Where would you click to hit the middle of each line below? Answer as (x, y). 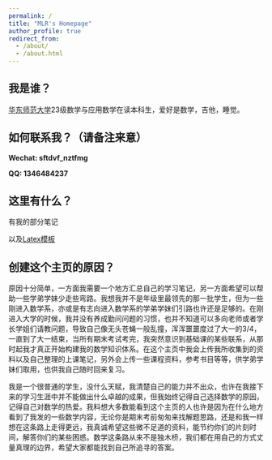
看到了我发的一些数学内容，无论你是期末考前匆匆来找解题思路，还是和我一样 (136, 417)
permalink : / (30, 16)
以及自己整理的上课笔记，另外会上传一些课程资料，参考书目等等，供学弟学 (139, 359)
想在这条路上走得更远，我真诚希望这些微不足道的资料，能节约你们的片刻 (129, 428)
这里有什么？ (40, 201)
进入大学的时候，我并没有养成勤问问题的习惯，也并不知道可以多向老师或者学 (136, 319)
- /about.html (39, 54)
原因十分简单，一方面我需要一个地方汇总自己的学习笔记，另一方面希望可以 (132, 288)
